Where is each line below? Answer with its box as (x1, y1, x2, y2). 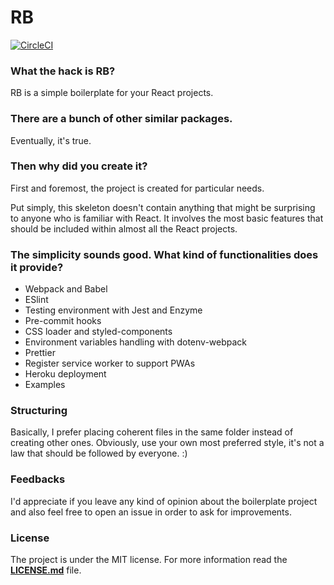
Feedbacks (10, 472, 66, 486)
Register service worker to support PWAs (24, 357, 196, 370)
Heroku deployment (24, 368, 107, 380)
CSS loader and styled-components (24, 326, 173, 338)
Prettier (24, 347, 56, 359)
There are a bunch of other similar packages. (10, 112, 233, 126)
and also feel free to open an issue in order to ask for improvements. (10, 506, 292, 518)
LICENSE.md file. (10, 564, 82, 576)
